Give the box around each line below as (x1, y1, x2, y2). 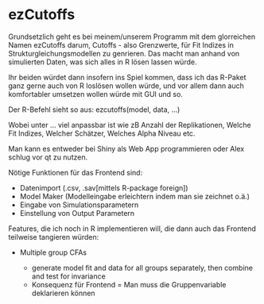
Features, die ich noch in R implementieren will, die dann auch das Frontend (8, 224, 257, 233)
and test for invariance (31, 271, 106, 281)
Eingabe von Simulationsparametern (19, 200, 139, 210)
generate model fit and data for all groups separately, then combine (31, 263, 253, 272)
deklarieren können (31, 288, 95, 298)
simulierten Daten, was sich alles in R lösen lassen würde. (8, 57, 197, 67)
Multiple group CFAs (19, 248, 87, 257)
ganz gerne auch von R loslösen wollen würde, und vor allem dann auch (8, 81, 245, 90)
